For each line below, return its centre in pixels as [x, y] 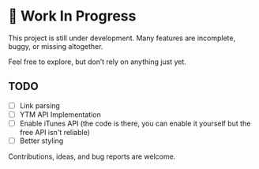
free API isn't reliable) [55, 132]
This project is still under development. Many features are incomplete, [122, 38]
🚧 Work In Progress [72, 16]
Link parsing [40, 105]
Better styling [41, 141]
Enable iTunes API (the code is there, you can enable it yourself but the [135, 123]
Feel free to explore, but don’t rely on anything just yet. [98, 62]
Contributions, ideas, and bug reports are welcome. [92, 156]
